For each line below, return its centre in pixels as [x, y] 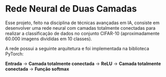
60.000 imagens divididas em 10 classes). [49, 39]
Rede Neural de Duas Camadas [71, 9]
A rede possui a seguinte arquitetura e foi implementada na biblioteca [77, 48]
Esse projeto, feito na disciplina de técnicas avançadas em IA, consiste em [82, 23]
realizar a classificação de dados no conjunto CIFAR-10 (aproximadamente [82, 33]
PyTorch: [15, 54]
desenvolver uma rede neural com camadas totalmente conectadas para [80, 28]
